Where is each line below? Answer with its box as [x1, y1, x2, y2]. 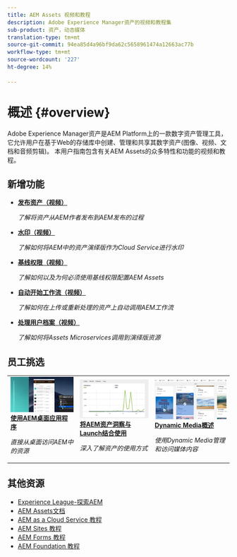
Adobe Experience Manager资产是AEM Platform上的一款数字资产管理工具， [7, 129, 228, 138]
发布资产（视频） [17, 198, 68, 207]
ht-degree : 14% [7, 64, 52, 71]
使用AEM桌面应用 [10, 414, 62, 423]
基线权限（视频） [17, 258, 68, 267]
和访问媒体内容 [154, 445, 199, 453]
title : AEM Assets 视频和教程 [7, 11, 91, 18]
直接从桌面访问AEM [10, 438, 68, 446]
